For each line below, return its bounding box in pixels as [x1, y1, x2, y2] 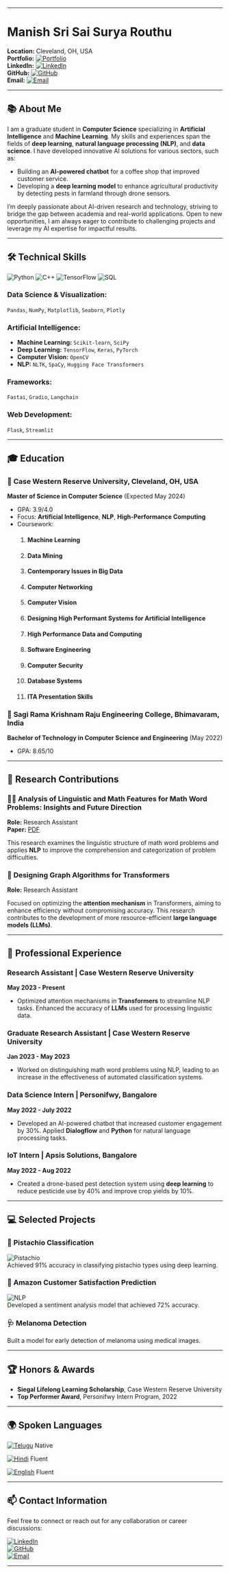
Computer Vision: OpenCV [16, 353, 89, 361]
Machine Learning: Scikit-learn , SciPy [16, 339, 129, 347]
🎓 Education [7, 453, 65, 465]
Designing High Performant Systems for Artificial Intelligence [27, 614, 206, 622]
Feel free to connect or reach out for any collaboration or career [7, 1516, 188, 1525]
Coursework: [16, 520, 54, 528]
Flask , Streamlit [7, 426, 54, 434]
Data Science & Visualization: [7, 290, 107, 300]
